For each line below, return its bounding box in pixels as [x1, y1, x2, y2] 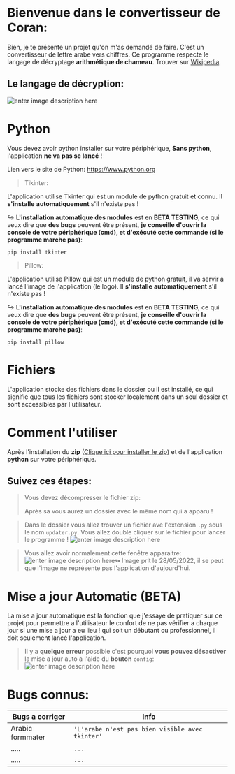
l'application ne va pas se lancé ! [7, 152, 103, 160]
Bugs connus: [7, 687, 90, 703]
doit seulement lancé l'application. [7, 634, 106, 642]
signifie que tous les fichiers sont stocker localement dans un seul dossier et [7, 393, 228, 401]
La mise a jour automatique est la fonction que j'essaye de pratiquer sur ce [7, 611, 222, 620]
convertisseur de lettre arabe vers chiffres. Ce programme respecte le [7, 50, 209, 59]
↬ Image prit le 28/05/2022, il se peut [114, 557, 224, 565]
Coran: [7, 20, 48, 36]
